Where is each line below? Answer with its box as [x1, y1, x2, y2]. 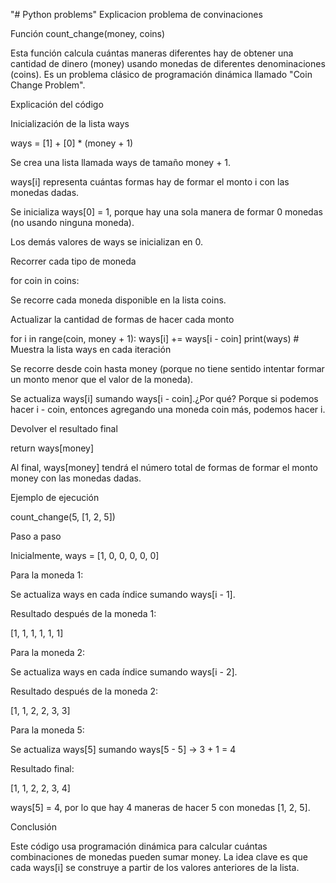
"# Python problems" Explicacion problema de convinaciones [10, 9, 263, 20]
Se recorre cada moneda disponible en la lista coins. [10, 294, 227, 306]
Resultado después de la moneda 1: [10, 608, 157, 619]
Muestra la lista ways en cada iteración [10, 344, 172, 355]
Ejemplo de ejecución [10, 492, 100, 503]
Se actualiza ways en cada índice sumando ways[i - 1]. [10, 589, 236, 600]
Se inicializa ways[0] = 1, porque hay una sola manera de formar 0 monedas [10, 206, 323, 218]
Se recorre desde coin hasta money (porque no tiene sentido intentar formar [10, 363, 325, 374]
